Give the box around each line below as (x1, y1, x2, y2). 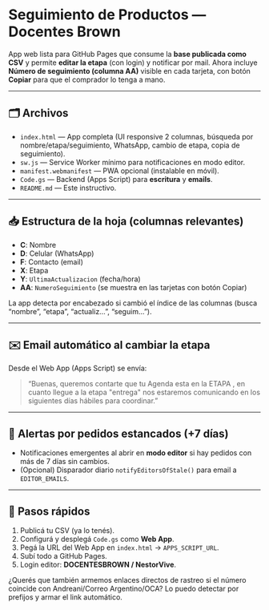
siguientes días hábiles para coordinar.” (27, 396, 159, 406)
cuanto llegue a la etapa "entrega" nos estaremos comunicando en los (27, 387, 261, 398)
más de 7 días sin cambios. (19, 457, 110, 467)
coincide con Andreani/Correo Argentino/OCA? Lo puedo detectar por (8, 584, 239, 593)
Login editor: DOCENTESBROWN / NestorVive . (19, 560, 177, 569)
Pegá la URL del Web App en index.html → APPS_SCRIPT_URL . (19, 543, 219, 552)
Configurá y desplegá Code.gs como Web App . (19, 535, 175, 543)
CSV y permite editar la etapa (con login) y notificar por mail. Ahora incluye (8, 58, 258, 67)
